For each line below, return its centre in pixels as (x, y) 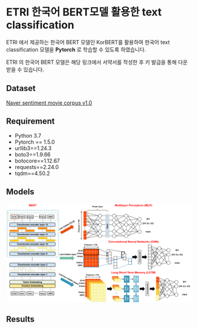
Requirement (30, 121)
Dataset (21, 88)
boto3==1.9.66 (33, 154)
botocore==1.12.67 (37, 161)
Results (20, 319)
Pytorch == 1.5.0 (35, 142)
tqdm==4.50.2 (32, 173)
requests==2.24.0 (37, 167)
